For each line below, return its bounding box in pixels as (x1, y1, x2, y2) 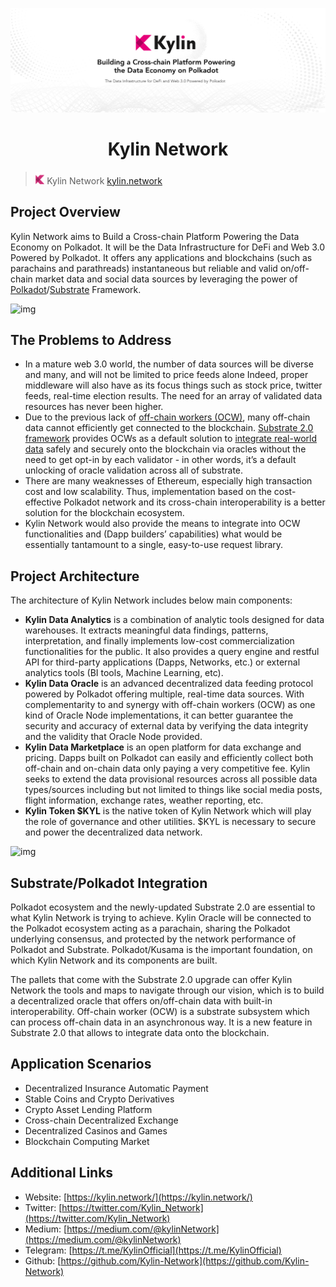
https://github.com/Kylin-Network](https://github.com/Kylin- (60, 1254, 310, 1267)
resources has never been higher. (24, 401, 164, 413)
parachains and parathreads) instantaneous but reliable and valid (10, 262, 278, 274)
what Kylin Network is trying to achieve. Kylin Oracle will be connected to (10, 912, 312, 924)
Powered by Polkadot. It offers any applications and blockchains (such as (10, 251, 313, 263)
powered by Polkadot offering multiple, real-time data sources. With (24, 688, 305, 700)
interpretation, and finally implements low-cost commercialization (24, 635, 295, 647)
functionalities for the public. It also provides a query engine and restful (24, 646, 320, 658)
